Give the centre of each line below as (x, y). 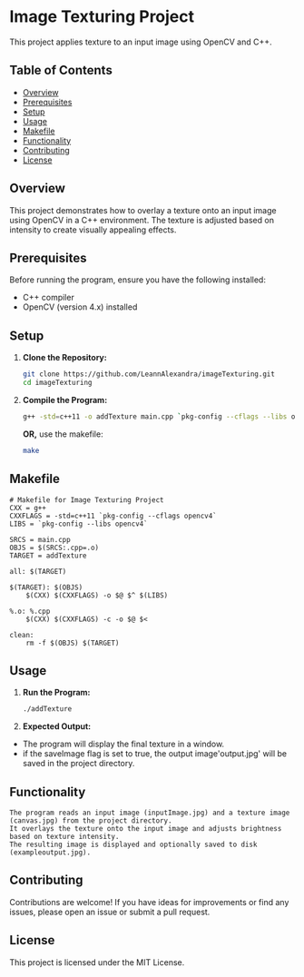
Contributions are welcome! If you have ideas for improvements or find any (149, 902)
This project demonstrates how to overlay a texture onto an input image (143, 210)
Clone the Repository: (64, 358)
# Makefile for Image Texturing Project (87, 500)
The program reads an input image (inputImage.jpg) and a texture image (150, 813)
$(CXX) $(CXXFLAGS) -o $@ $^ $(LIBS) (97, 595)
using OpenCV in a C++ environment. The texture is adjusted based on (142, 220)
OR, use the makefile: (63, 434)
